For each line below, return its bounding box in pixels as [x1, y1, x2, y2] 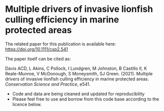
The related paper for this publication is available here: [5, 41, 116, 47]
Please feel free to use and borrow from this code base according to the [12, 96, 160, 102]
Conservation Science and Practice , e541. [5, 81, 91, 87]
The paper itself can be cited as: [5, 55, 71, 61]
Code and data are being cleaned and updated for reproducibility [12, 91, 145, 97]
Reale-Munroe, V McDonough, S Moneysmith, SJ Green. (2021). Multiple [5, 70, 153, 76]
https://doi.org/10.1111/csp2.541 [5, 46, 68, 52]
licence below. [12, 101, 42, 107]
